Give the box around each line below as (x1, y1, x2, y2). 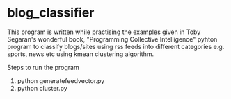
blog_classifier (7, 5, 95, 21)
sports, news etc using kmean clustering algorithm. (7, 50, 154, 58)
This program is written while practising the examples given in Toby (7, 28, 201, 36)
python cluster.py (17, 84, 67, 92)
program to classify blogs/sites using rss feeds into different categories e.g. (7, 42, 225, 51)
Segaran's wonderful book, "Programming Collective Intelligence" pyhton (7, 35, 218, 43)
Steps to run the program (7, 63, 79, 71)
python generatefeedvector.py (17, 76, 105, 84)
